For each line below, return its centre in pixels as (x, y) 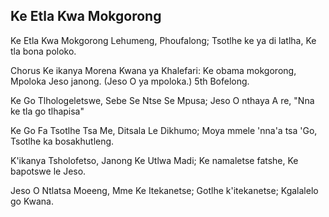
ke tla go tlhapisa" (47, 111)
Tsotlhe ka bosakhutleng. (62, 141)
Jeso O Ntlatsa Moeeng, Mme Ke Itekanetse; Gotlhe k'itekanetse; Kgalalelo (164, 190)
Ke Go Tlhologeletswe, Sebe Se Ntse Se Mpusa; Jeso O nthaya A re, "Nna (162, 100)
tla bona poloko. (43, 51)
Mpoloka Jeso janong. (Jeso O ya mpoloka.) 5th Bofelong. (130, 81)
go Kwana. (32, 201)
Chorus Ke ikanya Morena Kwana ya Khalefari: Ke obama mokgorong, (153, 70)
